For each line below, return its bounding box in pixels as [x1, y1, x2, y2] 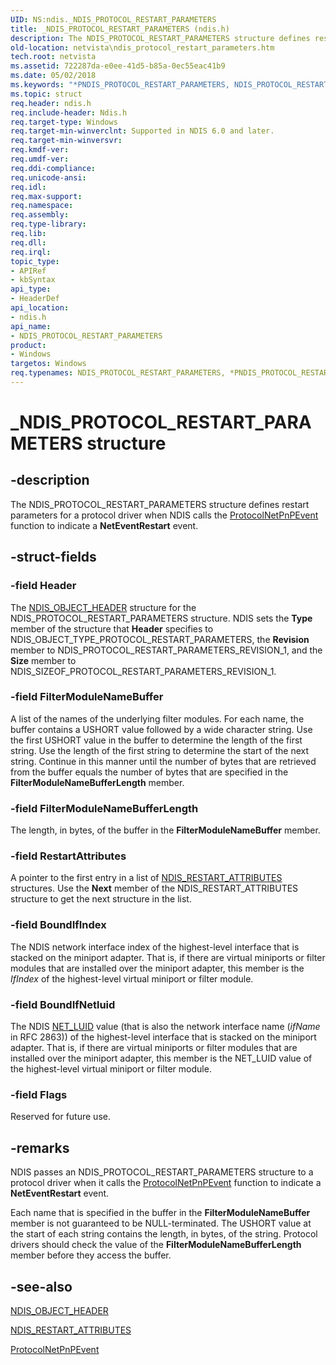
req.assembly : [10, 210, 70, 220]
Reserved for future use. [10, 1111, 111, 1123]
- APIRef [10, 266, 47, 276]
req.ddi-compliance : [10, 163, 97, 173]
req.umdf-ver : [10, 154, 70, 164]
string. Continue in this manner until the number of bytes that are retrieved [10, 755, 317, 767]
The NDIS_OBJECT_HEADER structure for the [10, 601, 197, 613]
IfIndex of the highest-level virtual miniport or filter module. [10, 972, 254, 985]
